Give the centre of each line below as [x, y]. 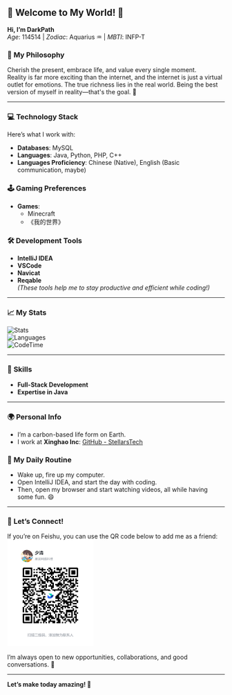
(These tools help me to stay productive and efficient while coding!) [114, 288]
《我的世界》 [46, 222]
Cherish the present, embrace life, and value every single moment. [102, 70]
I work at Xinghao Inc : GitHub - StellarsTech [80, 441]
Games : [28, 206]
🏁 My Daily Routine [39, 459]
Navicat [29, 273]
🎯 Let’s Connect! [36, 522]
